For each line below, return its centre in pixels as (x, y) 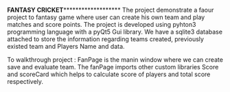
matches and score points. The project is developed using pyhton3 (102, 24)
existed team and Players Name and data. (66, 46)
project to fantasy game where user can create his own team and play (106, 17)
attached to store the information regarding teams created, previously (106, 39)
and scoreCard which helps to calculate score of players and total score (109, 74)
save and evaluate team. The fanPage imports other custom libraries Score (113, 67)
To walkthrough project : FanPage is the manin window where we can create (115, 60)
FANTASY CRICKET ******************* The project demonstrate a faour (111, 10)
